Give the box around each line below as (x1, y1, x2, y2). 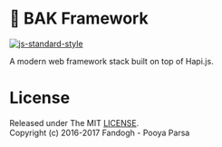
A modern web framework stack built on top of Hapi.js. (9, 55, 215, 66)
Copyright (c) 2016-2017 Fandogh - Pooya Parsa (9, 127, 190, 138)
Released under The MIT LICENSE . (9, 117, 140, 128)
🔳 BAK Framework (9, 8, 149, 29)
